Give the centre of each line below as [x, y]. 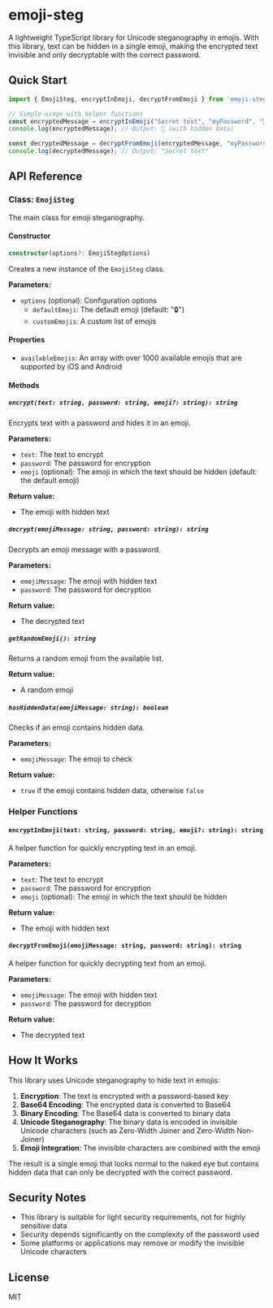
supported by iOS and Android [71, 366]
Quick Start [38, 80]
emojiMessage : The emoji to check [76, 759]
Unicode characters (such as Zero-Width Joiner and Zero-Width [128, 1130]
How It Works [43, 1060]
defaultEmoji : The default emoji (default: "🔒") [108, 309]
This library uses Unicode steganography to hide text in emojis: [114, 1080]
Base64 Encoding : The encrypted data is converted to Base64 [126, 1105]
